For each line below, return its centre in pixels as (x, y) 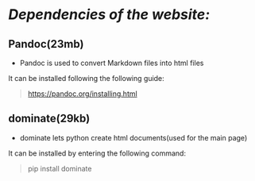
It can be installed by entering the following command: (97, 153)
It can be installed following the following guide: (86, 78)
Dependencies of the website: (109, 15)
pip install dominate (60, 168)
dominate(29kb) (49, 119)
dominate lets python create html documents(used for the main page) (133, 137)
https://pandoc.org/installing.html (82, 94)
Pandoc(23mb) (46, 44)
